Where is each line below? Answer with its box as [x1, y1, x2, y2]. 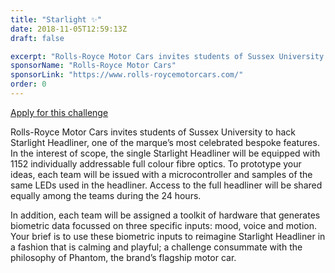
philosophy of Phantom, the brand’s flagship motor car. [10, 251, 237, 263]
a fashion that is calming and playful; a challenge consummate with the [10, 241, 303, 253]
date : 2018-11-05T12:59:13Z [10, 24, 128, 34]
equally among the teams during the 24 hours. [10, 189, 202, 201]
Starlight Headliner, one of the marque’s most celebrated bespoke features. [10, 136, 320, 148]
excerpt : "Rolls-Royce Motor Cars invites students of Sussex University [10, 51, 325, 61]
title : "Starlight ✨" [10, 14, 102, 25]
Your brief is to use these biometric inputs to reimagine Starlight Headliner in [10, 230, 326, 242]
